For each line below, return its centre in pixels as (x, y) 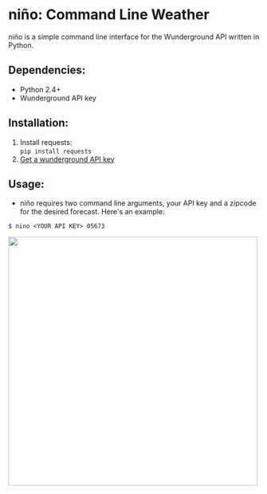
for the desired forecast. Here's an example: (92, 212)
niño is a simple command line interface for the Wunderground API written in (134, 37)
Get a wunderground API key (67, 159)
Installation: (39, 123)
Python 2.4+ (40, 89)
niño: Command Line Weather (109, 15)
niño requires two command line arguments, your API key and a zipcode (138, 203)
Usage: (27, 184)
